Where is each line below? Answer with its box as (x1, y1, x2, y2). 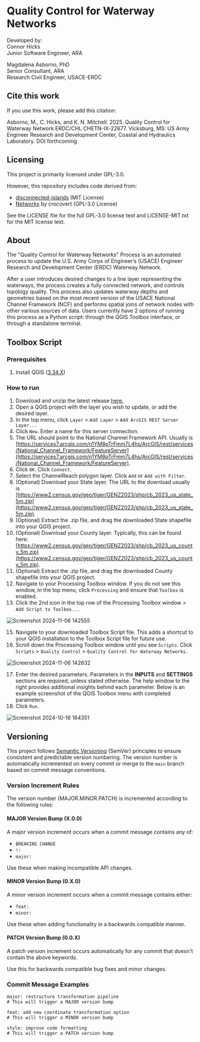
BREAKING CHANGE (15, 841, 56, 847)
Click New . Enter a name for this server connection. (15, 428, 139, 435)
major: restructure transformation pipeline (7, 994, 119, 1000)
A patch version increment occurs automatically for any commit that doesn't (7, 948, 193, 955)
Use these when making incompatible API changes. (7, 864, 133, 871)
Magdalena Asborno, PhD (7, 61, 70, 68)
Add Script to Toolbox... (15, 606, 80, 613)
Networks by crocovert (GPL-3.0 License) (15, 200, 118, 207)
